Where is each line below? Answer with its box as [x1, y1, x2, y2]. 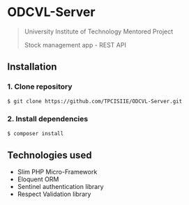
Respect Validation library [17, 190, 91, 199]
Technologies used [7, 149, 92, 161]
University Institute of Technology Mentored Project [24, 27, 174, 36]
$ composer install [7, 130, 64, 137]
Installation [7, 61, 57, 73]
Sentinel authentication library [17, 183, 104, 191]
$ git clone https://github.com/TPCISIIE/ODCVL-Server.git [7, 98, 183, 105]
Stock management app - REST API [24, 40, 127, 49]
